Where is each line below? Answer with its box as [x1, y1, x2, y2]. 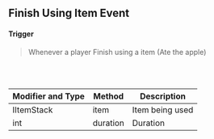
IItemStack [12, 104, 53, 116]
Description [140, 91, 186, 102]
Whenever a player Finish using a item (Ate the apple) [27, 47, 207, 57]
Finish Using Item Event [8, 6, 130, 20]
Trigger [8, 28, 34, 39]
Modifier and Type [12, 91, 85, 102]
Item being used [132, 104, 194, 116]
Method [93, 91, 124, 102]
